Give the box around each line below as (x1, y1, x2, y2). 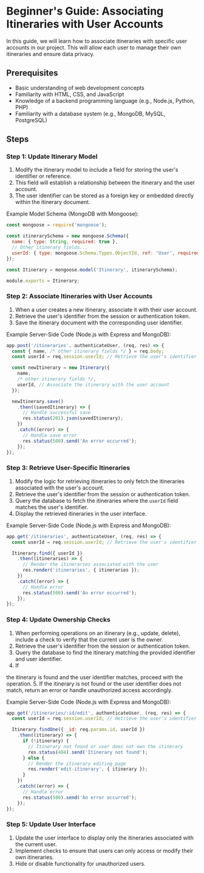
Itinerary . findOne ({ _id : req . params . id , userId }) (12, 726, 146, 733)
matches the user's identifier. (15, 503, 89, 511)
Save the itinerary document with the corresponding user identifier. (15, 318, 183, 326)
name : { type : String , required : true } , (12, 239, 118, 245)
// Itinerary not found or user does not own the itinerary (28, 743, 183, 749)
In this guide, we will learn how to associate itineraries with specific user (6, 37, 188, 44)
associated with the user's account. (15, 484, 104, 491)
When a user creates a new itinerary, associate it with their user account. (15, 306, 198, 313)
